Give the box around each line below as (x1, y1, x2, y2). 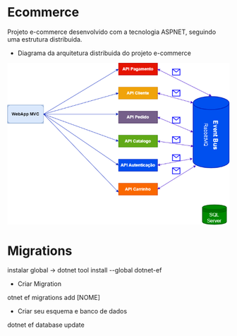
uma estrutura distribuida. (7, 35, 83, 43)
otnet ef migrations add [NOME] (7, 294, 101, 302)
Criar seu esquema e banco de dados (17, 307, 128, 316)
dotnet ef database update (7, 320, 85, 329)
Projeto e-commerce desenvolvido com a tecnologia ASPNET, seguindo (7, 28, 217, 36)
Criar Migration (17, 280, 62, 288)
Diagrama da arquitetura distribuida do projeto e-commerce (17, 49, 192, 57)
